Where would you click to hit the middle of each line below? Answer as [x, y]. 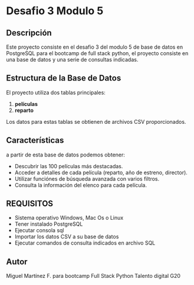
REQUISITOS [30, 204]
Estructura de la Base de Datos [64, 78]
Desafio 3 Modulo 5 [55, 11]
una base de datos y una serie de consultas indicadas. [72, 60]
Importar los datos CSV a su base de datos [67, 237]
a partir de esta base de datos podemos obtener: [66, 155]
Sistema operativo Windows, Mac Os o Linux [69, 218]
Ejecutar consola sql [39, 230]
